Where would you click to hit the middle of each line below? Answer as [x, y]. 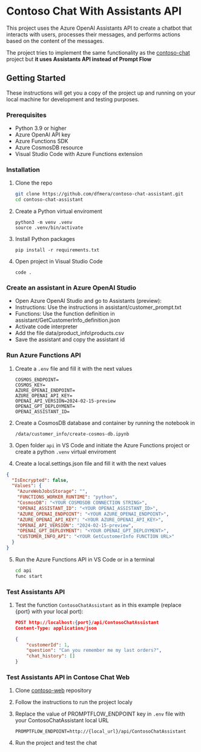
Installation [23, 169]
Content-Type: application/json [56, 628]
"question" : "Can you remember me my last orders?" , [94, 651]
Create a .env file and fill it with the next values [74, 368]
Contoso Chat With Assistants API [94, 11]
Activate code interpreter [46, 327]
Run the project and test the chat [56, 743]
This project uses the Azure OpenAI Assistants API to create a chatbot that [99, 28]
